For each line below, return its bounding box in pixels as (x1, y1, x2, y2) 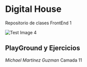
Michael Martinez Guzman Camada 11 (5, 57, 83, 63)
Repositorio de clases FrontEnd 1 (5, 20, 72, 26)
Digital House (5, 3, 62, 15)
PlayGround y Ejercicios (5, 44, 81, 53)
